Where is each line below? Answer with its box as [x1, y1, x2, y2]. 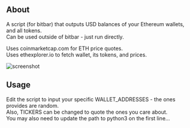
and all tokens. [6, 27, 42, 34]
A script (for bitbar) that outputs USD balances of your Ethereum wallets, [6, 20, 185, 27]
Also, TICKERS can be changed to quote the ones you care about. [6, 108, 168, 115]
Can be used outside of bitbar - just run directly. [6, 33, 124, 40]
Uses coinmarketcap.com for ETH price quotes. [6, 45, 123, 52]
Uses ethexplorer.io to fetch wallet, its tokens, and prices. [6, 51, 147, 58]
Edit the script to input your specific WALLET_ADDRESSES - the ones [6, 95, 176, 103]
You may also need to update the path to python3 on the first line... [6, 114, 170, 121]
